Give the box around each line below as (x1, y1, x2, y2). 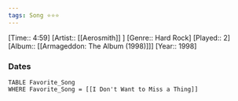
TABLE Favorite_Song (8, 78, 76, 86)
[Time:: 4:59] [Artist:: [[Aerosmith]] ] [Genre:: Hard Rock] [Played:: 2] (8, 33, 230, 42)
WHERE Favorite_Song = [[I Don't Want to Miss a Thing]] (8, 85, 199, 93)
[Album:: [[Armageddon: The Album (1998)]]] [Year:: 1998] (8, 41, 197, 51)
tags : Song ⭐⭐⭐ (8, 11, 60, 20)
